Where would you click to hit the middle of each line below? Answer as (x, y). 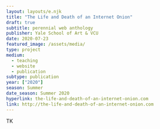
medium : (16, 55)
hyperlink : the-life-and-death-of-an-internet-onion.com (77, 99)
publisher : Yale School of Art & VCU (52, 33)
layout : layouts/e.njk (34, 11)
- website (23, 66)
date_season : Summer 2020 (38, 93)
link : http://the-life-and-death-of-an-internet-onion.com (80, 104)
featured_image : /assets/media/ (46, 45)
